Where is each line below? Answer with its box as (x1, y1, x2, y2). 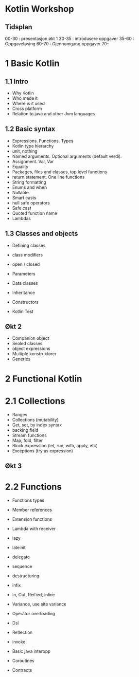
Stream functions (12, 432, 47, 438)
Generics (12, 356, 31, 362)
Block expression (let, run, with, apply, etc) (12, 442, 98, 448)
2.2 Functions (5, 481, 62, 493)
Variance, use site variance (12, 601, 67, 607)
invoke (12, 639, 26, 644)
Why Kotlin (12, 90, 34, 96)
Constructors (12, 299, 39, 305)
